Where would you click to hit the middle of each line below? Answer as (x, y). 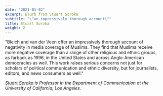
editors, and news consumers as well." (44, 73)
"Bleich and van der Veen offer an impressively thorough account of (74, 42)
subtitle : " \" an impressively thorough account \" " (58, 19)
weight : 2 (15, 28)
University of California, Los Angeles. (43, 88)
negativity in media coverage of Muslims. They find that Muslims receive (79, 47)
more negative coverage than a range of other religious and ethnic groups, (81, 53)
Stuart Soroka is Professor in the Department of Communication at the (77, 83)
